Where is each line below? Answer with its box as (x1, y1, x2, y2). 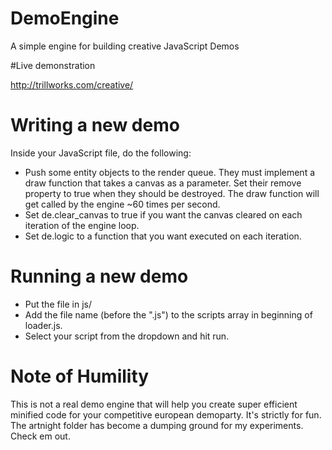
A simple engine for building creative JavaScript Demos (10, 40, 240, 52)
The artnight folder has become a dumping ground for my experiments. (10, 419, 304, 431)
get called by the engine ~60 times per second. (24, 198, 221, 210)
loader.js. (24, 319, 63, 331)
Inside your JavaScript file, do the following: (10, 147, 192, 159)
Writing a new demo (10, 114, 180, 137)
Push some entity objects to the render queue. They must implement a (24, 166, 316, 178)
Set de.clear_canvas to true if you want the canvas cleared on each (24, 208, 303, 221)
